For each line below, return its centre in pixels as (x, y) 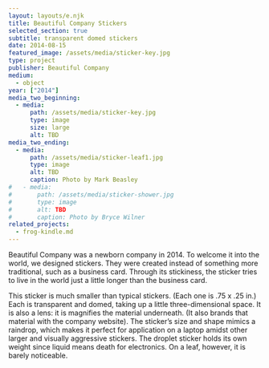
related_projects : (39, 224)
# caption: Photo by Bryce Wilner (77, 217)
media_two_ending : (39, 142)
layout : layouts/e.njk (46, 16)
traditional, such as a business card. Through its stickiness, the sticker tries (133, 272)
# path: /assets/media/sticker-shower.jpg (91, 194)
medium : (21, 75)
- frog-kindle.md (45, 232)
